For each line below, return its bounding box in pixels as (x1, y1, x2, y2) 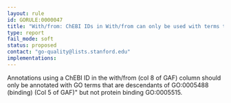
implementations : (7, 55, 57, 62)
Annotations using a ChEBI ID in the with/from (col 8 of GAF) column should (7, 73, 221, 82)
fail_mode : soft (7, 36, 54, 43)
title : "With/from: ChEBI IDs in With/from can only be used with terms (7, 23, 220, 30)
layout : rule (7, 10, 45, 17)
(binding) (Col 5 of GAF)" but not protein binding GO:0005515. (7, 88, 183, 96)
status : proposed (7, 42, 57, 49)
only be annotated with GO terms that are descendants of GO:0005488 (7, 80, 209, 89)
